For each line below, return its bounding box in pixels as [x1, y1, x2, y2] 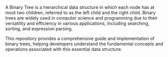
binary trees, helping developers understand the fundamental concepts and [5, 41, 163, 47]
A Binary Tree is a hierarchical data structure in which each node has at [5, 5, 155, 10]
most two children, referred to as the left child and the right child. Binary [5, 10, 156, 16]
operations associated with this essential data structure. [5, 46, 122, 52]
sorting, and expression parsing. [5, 26, 73, 32]
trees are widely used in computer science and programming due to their [5, 15, 158, 21]
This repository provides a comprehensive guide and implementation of [5, 35, 155, 41]
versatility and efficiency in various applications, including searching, [5, 20, 150, 26]
